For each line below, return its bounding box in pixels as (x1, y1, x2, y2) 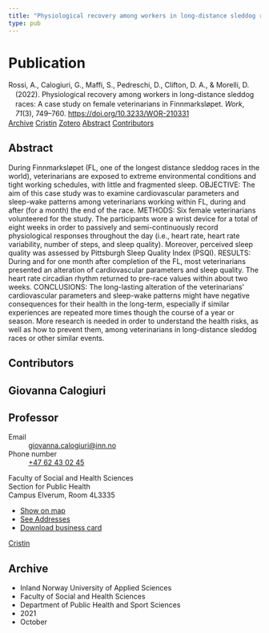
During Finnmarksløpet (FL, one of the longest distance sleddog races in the (8, 162, 260, 172)
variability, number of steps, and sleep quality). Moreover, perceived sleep (8, 239, 254, 249)
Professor (8, 411, 58, 424)
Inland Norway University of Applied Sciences (19, 583, 172, 593)
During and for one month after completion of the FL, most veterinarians (8, 256, 247, 266)
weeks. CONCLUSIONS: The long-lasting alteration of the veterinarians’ (8, 282, 244, 291)
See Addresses (19, 514, 70, 524)
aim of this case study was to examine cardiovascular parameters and (8, 188, 239, 197)
